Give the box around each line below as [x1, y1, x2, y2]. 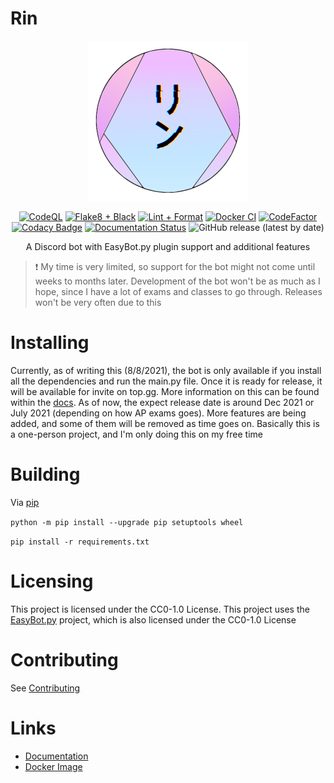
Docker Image [24, 760, 83, 772]
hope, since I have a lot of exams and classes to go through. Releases [34, 285, 323, 297]
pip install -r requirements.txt [10, 537, 150, 547]
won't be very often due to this [34, 296, 162, 308]
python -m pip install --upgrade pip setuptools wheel [10, 517, 244, 527]
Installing [10, 332, 90, 354]
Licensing [10, 570, 94, 592]
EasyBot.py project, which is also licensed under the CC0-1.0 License [10, 613, 297, 626]
